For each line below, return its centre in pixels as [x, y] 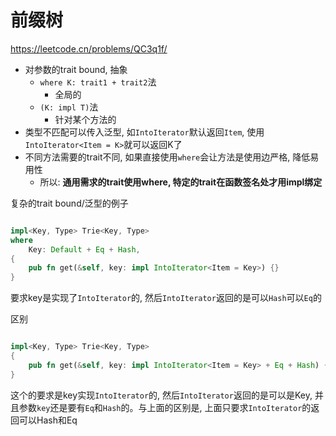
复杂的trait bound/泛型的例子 [69, 203]
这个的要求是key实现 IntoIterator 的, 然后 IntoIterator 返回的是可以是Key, [161, 395]
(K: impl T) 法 [69, 107]
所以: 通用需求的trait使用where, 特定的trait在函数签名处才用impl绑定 [181, 182]
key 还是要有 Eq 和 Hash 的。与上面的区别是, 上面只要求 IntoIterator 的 [174, 407]
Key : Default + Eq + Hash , [84, 249]
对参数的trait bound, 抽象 [76, 69]
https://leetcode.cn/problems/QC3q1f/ [89, 48]
